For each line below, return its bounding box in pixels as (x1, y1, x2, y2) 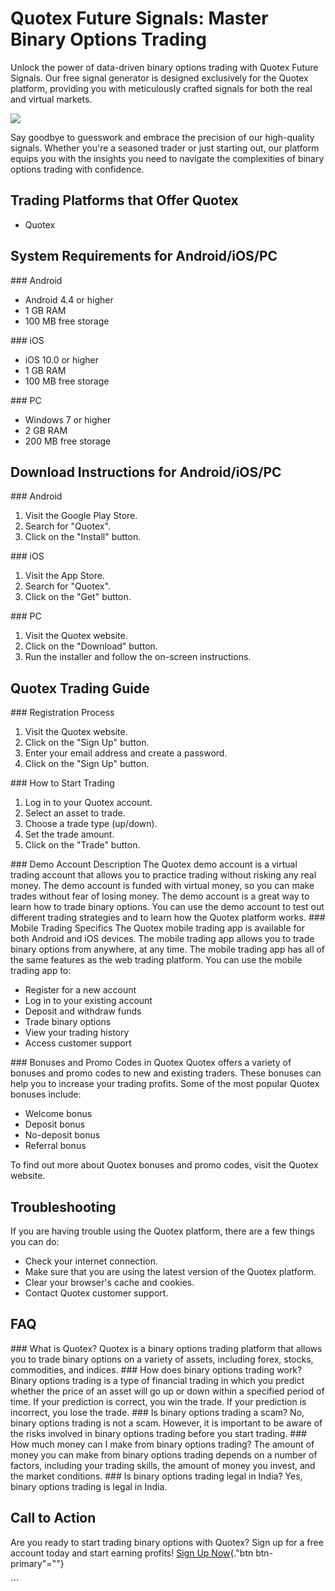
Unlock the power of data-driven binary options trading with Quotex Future (10, 61, 319, 73)
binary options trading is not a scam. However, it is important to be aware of (10, 1417, 323, 1429)
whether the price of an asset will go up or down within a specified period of (10, 1385, 325, 1397)
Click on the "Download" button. (24, 640, 158, 652)
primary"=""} (10, 1557, 65, 1569)
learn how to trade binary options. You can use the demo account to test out (10, 901, 325, 913)
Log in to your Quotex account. (24, 797, 153, 809)
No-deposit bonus (24, 1129, 101, 1141)
